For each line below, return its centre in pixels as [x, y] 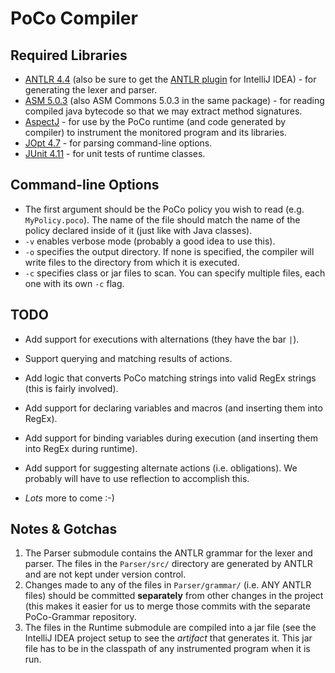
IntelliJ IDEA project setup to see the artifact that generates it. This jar [168, 638]
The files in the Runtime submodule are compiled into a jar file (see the [170, 628]
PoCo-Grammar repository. [80, 617]
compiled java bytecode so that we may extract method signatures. [163, 111]
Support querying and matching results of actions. [128, 358]
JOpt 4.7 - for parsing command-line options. [118, 143]
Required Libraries [69, 55]
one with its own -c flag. [74, 283]
